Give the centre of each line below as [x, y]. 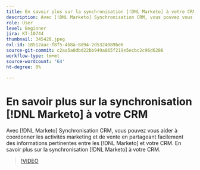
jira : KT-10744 [25, 34]
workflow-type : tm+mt [33, 56]
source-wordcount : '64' [36, 61]
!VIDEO [29, 161]
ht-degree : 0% [24, 67]
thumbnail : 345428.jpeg [36, 39]
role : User [20, 23]
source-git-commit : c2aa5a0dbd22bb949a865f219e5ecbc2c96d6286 [85, 51]
